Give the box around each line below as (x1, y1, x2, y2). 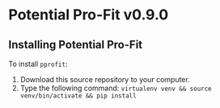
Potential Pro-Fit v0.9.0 (8, 6, 169, 24)
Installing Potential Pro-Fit (8, 38, 143, 52)
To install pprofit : (8, 59, 68, 69)
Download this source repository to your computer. (19, 75, 190, 84)
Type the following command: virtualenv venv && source (19, 83, 212, 93)
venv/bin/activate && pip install (19, 92, 137, 100)
